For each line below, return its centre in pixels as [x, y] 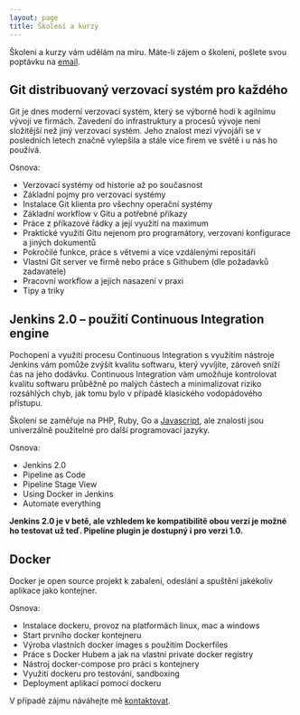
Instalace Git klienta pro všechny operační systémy [117, 204]
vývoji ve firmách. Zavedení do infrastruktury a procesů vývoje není [135, 121]
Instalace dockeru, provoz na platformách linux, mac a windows [141, 626]
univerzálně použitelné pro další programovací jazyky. [110, 430]
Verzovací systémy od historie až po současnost [112, 185]
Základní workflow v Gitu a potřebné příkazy [105, 214]
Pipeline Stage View [60, 485]
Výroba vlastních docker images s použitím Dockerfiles [125, 644]
